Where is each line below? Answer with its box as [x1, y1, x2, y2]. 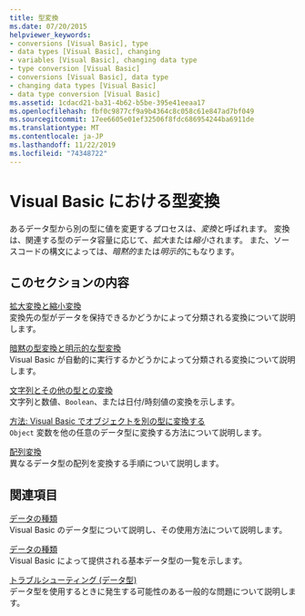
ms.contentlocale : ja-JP [9, 132, 104, 141]
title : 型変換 [9, 13, 59, 23]
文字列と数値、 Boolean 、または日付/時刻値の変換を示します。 [9, 396, 239, 407]
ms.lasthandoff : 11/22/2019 [9, 140, 117, 149]
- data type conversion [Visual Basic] [9, 89, 161, 98]
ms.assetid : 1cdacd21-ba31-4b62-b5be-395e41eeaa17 [9, 98, 206, 108]
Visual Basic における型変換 [9, 190, 220, 211]
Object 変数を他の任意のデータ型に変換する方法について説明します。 [9, 427, 267, 438]
